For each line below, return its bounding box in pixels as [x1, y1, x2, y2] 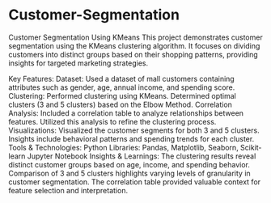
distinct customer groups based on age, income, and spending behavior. [8, 159, 251, 169]
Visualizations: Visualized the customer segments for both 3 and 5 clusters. [8, 125, 260, 135]
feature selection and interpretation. [8, 185, 128, 195]
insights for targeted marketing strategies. [8, 58, 149, 68]
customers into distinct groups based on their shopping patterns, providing [8, 49, 259, 59]
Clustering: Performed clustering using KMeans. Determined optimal [8, 91, 236, 100]
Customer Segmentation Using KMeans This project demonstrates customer [8, 32, 263, 42]
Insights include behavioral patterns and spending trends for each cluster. [8, 133, 255, 143]
